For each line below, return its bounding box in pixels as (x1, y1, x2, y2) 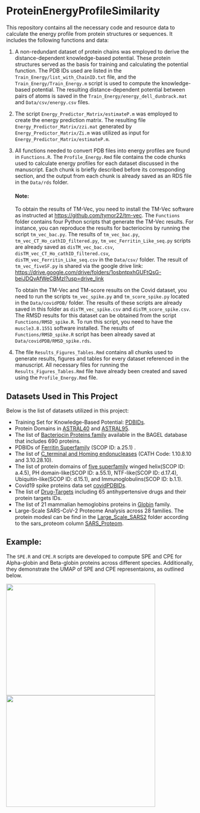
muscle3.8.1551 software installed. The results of (14, 324, 135, 332)
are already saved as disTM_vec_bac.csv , (14, 243, 114, 251)
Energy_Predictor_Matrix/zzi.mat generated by (14, 123, 132, 130)
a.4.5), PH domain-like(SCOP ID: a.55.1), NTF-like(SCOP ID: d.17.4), (14, 469, 179, 476)
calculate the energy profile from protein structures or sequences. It (6, 30, 173, 37)
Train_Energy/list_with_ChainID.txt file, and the (14, 73, 136, 80)
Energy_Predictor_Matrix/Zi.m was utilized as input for (14, 129, 150, 136)
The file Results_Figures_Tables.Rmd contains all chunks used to (14, 349, 173, 356)
